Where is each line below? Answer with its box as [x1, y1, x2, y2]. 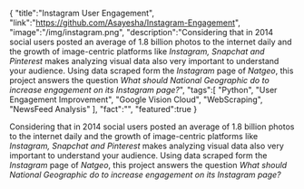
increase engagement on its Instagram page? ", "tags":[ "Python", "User [9, 85, 278, 95]
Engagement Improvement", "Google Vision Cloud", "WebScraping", [9, 94, 263, 105]
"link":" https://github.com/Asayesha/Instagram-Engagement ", [9, 17, 240, 28]
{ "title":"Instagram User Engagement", [9, 8, 154, 18]
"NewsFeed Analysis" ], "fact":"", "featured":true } [9, 104, 198, 114]
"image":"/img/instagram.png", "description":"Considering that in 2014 [9, 27, 274, 37]
